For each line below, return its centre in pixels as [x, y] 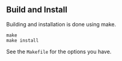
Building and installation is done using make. [61, 24]
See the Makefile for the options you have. [59, 51]
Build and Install [37, 10]
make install [23, 40]
